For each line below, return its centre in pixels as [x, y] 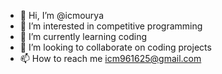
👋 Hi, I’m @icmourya [62, 15]
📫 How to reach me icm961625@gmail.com [110, 58]
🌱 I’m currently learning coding [83, 36]
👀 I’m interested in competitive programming [111, 26]
